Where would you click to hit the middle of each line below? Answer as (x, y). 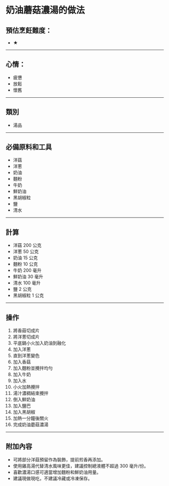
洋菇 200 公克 (27, 245)
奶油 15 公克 (25, 258)
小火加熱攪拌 (26, 387)
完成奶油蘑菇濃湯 (31, 425)
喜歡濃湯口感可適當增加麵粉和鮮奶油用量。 (57, 472)
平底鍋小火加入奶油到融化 (39, 343)
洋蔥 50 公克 (26, 252)
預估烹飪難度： (29, 30)
